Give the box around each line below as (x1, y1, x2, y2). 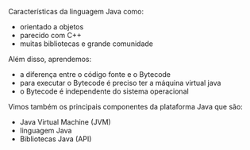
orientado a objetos (19, 22, 84, 31)
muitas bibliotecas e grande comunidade (19, 39, 153, 48)
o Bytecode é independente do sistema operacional (19, 87, 189, 96)
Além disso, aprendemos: (8, 55, 92, 63)
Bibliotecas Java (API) (19, 134, 92, 144)
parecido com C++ (19, 31, 82, 40)
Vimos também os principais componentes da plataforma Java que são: (8, 102, 244, 111)
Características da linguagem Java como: (8, 7, 144, 16)
